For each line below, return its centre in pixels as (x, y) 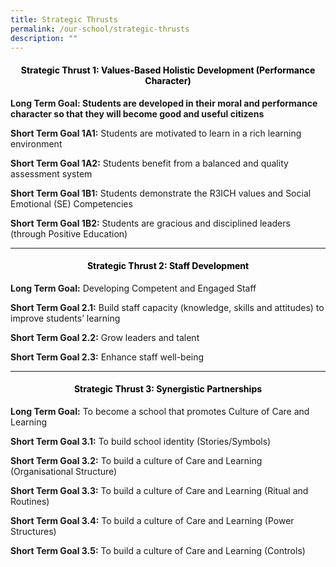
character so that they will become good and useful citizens (137, 113)
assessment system (51, 173)
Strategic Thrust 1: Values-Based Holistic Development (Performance (168, 70)
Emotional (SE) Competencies (71, 203)
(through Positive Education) (69, 233)
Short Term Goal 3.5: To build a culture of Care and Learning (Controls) (158, 550)
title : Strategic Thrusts (64, 19)
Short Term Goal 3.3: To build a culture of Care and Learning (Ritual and (159, 490)
